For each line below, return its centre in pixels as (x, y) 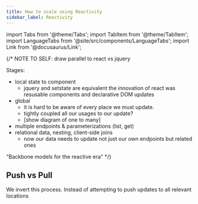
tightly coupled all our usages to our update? (78, 113)
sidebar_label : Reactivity (40, 17)
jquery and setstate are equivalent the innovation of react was (99, 88)
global (23, 101)
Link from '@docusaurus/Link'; (44, 47)
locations (17, 196)
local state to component (45, 82)
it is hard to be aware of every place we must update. (89, 107)
